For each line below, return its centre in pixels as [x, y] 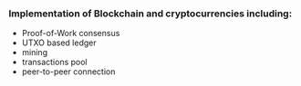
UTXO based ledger [59, 43]
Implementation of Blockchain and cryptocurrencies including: [150, 14]
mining [34, 53]
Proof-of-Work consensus [71, 33]
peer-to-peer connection [68, 72]
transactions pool [54, 62]
